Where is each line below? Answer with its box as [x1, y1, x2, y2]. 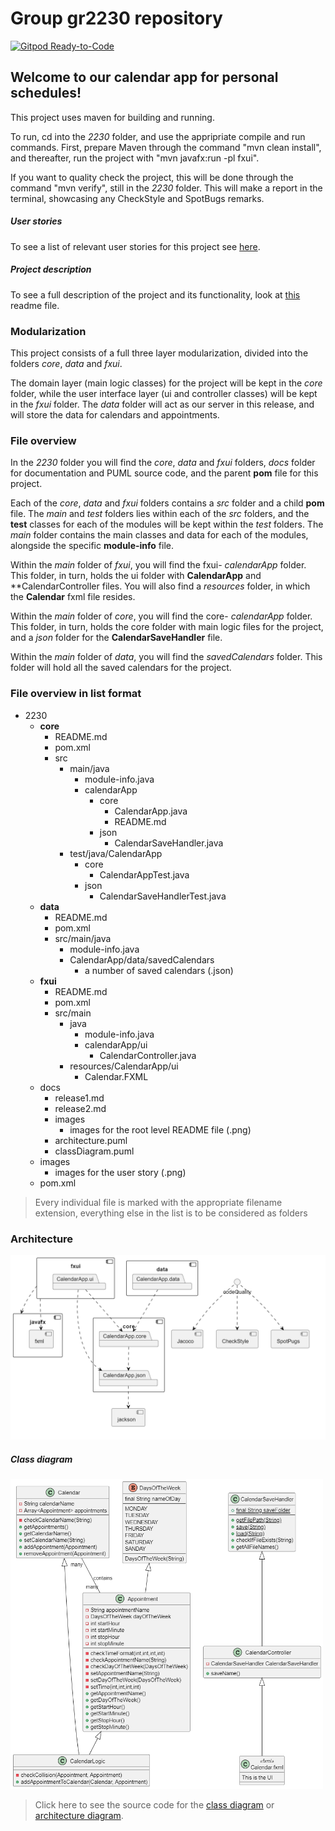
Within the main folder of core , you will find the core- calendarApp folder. [10, 610, 313, 622]
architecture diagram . [34, 1810, 124, 1822]
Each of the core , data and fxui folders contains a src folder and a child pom [10, 497, 325, 509]
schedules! [10, 85, 82, 102]
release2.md [54, 1102, 107, 1114]
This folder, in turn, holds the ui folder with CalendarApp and [10, 570, 262, 582]
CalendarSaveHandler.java [114, 837, 224, 849]
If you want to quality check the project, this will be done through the [10, 171, 294, 183]
